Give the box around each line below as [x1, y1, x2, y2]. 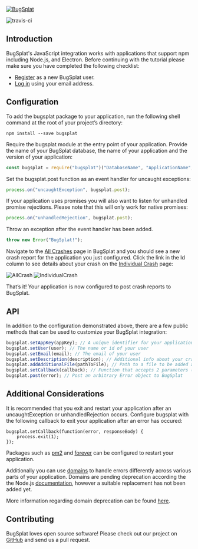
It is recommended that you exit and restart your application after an [6, 405, 171, 412]
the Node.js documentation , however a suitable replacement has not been [6, 479, 186, 486]
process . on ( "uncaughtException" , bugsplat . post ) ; [6, 186, 131, 193]
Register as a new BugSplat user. [14, 74, 95, 81]
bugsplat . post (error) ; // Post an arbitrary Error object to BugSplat [6, 373, 183, 379]
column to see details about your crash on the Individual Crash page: [6, 260, 174, 268]
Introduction [6, 34, 53, 44]
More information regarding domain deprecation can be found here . [6, 497, 171, 504]
